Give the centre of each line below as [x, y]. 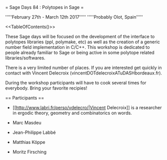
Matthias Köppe [29, 142]
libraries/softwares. [25, 58]
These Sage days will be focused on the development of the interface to [80, 36]
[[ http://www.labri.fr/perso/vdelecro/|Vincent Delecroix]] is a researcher [87, 107]
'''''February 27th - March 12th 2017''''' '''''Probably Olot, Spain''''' [74, 17]
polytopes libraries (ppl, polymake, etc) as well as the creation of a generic [82, 42]
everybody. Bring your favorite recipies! [46, 88]
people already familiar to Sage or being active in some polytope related [80, 53]
